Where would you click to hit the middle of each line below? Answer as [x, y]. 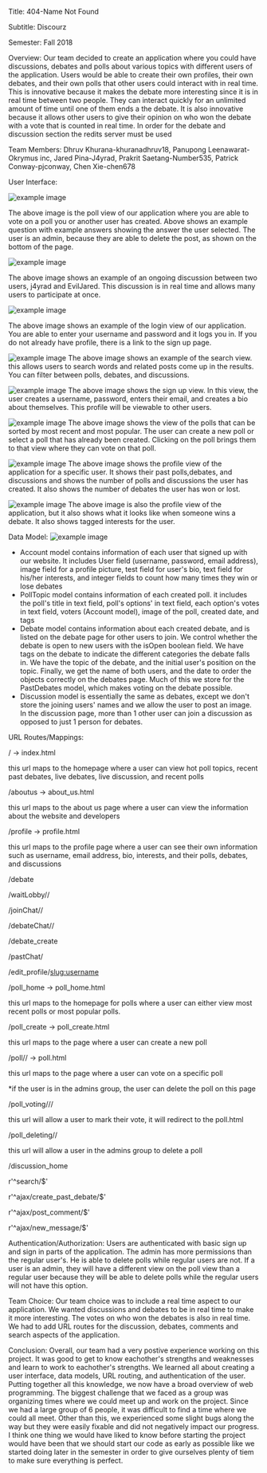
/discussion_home [38, 1166]
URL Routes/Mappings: [46, 737]
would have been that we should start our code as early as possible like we [132, 1443]
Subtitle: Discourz [37, 27]
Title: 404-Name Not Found [54, 12]
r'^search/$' [28, 1181]
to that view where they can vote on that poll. [82, 448]
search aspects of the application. [64, 1335]
